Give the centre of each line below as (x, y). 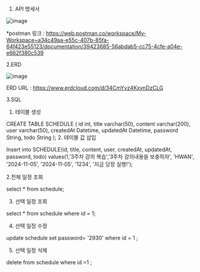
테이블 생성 (28, 112)
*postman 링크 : (26, 33)
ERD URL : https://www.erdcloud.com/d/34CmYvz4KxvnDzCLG (85, 88)
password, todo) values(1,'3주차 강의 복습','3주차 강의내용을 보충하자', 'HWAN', (100, 156)
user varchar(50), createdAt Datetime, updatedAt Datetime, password (92, 130)
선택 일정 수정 (31, 226)
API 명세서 (27, 9)
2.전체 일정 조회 (25, 177)
